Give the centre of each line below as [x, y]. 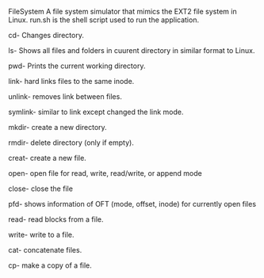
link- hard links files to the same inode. [71, 81]
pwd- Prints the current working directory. [77, 66]
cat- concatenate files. [45, 250]
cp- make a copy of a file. [50, 265]
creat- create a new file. [48, 158]
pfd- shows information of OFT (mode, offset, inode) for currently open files [132, 204]
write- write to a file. [41, 234]
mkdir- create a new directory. [57, 127]
